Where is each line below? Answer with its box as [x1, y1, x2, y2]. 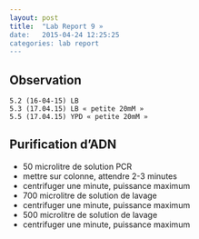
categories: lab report [9, 38, 100, 48]
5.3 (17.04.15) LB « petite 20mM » [9, 105, 144, 114]
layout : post [9, 13, 59, 23]
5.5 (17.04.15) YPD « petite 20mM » [9, 113, 148, 122]
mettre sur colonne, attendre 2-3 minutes [22, 170, 177, 182]
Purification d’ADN [9, 137, 117, 153]
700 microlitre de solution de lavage [22, 190, 157, 201]
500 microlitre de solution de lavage [22, 209, 158, 220]
